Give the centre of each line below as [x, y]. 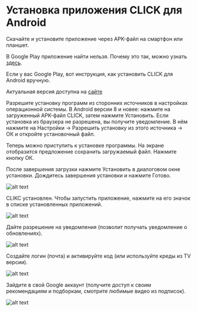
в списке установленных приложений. [54, 204]
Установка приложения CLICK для [94, 10]
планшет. [18, 45]
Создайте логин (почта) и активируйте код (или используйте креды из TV [98, 256]
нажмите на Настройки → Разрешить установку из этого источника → [94, 128]
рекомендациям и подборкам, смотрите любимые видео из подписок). [96, 291]
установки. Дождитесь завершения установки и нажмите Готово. [89, 175]
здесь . [14, 63]
